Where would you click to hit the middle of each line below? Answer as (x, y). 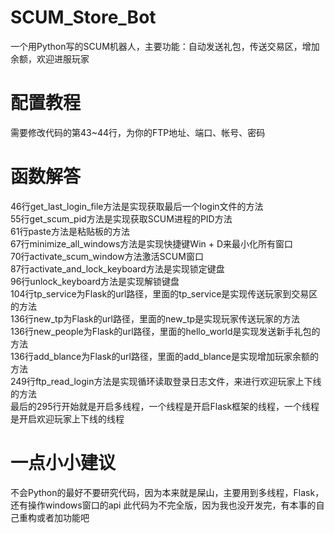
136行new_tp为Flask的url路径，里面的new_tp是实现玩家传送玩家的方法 (155, 318)
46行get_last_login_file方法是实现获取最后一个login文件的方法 (137, 206)
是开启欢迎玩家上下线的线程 (67, 418)
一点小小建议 (63, 463)
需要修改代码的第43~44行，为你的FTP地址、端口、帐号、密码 (138, 132)
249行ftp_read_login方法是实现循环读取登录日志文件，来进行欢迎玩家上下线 (166, 381)
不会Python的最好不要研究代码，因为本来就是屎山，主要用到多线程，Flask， (167, 492)
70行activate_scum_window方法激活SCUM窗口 (107, 256)
